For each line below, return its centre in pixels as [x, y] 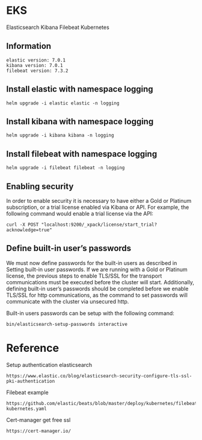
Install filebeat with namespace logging [82, 154]
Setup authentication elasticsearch [49, 365]
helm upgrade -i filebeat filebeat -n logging [66, 168]
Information [29, 46]
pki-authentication [31, 381]
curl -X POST [23, 225]
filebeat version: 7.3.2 [37, 71]
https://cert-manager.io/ [38, 431]
